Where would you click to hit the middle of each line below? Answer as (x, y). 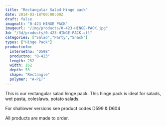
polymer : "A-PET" (28, 79)
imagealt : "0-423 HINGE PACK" (37, 24)
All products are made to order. (37, 118)
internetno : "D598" (30, 51)
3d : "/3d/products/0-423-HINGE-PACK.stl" (49, 33)
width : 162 (21, 65)
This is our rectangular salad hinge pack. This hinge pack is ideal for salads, (83, 93)
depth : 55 (20, 70)
